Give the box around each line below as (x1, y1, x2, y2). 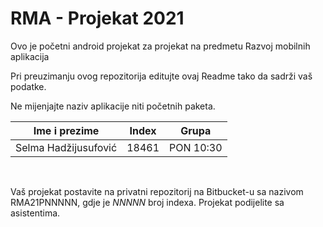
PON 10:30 (169, 140, 223, 154)
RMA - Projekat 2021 (10, 7, 185, 30)
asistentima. (10, 207, 61, 219)
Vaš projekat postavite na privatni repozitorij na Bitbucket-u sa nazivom (10, 185, 304, 197)
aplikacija (10, 50, 50, 62)
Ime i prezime (33, 123, 100, 137)
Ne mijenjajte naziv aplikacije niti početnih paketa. (10, 100, 216, 112)
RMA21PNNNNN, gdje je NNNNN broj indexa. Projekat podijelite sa (10, 196, 285, 208)
